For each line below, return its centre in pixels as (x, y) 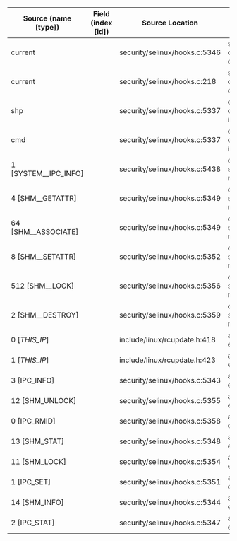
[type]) (47, 27)
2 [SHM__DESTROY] (45, 315)
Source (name (47, 18)
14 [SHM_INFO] (38, 502)
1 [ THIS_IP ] (30, 360)
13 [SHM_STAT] (38, 441)
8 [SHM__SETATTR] (43, 256)
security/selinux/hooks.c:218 (168, 82)
